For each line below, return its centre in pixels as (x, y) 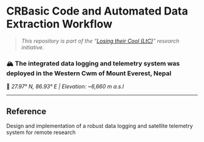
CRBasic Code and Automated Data (97, 11)
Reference (26, 111)
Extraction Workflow (59, 24)
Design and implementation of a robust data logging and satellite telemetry (100, 126)
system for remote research (41, 132)
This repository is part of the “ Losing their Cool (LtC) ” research (100, 41)
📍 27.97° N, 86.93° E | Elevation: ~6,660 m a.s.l (65, 87)
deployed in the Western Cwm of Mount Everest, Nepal (89, 73)
